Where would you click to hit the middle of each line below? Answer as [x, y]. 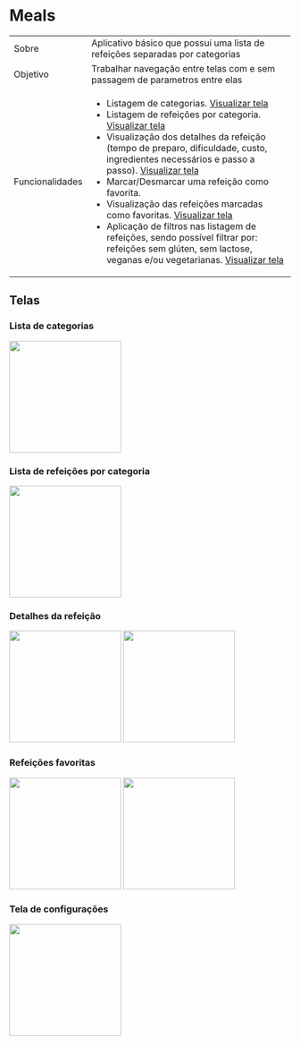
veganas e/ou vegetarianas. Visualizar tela [195, 259]
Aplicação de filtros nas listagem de [182, 226]
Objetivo [31, 74]
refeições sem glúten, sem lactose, [179, 249]
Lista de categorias [52, 326]
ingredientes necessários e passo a [181, 159]
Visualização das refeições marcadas [185, 204]
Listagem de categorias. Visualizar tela [187, 103]
